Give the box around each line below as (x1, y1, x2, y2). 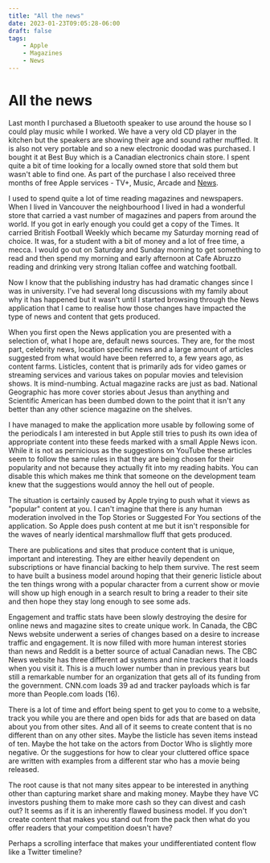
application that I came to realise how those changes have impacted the (8, 303, 247, 312)
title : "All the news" (8, 11, 84, 20)
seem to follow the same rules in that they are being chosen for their (8, 454, 235, 464)
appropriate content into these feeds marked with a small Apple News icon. (8, 436, 258, 447)
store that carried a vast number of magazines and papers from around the (8, 210, 257, 220)
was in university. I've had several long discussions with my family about (8, 286, 249, 295)
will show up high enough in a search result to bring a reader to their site (8, 588, 248, 597)
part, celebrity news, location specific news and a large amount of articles (8, 344, 254, 354)
